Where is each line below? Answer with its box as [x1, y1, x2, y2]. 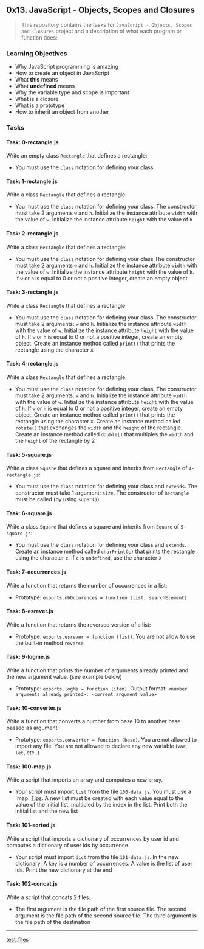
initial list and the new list [15, 807, 78, 815]
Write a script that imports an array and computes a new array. [6, 776, 163, 784]
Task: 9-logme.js [6, 653, 50, 661]
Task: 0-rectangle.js [6, 138, 59, 145]
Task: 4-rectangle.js [6, 360, 59, 367]
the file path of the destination [15, 918, 91, 925]
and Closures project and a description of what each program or [21, 27, 182, 35]
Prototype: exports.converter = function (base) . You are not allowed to [15, 736, 197, 743]
